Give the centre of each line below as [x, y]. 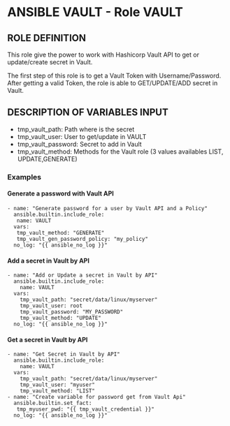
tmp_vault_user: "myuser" [58, 385]
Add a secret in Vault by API [48, 260]
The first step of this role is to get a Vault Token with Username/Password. [114, 75]
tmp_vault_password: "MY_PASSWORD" [72, 312]
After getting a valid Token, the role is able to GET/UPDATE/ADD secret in [113, 83]
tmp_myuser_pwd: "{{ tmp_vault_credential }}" [86, 409]
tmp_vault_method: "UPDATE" [60, 318]
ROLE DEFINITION [46, 38]
